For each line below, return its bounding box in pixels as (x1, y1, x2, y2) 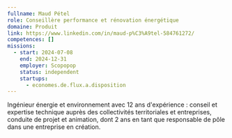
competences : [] (7, 36, 54, 43)
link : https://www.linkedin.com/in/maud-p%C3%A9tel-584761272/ (7, 29, 195, 37)
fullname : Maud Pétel (7, 10, 70, 17)
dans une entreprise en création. (7, 123, 101, 131)
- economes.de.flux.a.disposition (25, 82, 127, 89)
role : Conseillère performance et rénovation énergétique (7, 17, 179, 24)
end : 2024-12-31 (20, 56, 68, 63)
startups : (20, 75, 49, 82)
